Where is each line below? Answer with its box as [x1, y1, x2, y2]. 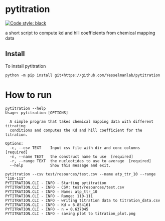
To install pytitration [5, 63, 46, 69]
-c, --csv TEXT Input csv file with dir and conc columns [10, 145, 140, 150]
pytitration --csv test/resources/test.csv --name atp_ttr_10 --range [5, 171, 156, 176]
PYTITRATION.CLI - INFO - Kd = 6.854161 [5, 202, 91, 207]
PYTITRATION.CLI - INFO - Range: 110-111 [5, 193, 93, 198]
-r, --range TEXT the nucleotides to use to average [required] [10, 158, 151, 163]
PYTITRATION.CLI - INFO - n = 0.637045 [5, 206, 89, 211]
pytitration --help [5, 106, 46, 111]
